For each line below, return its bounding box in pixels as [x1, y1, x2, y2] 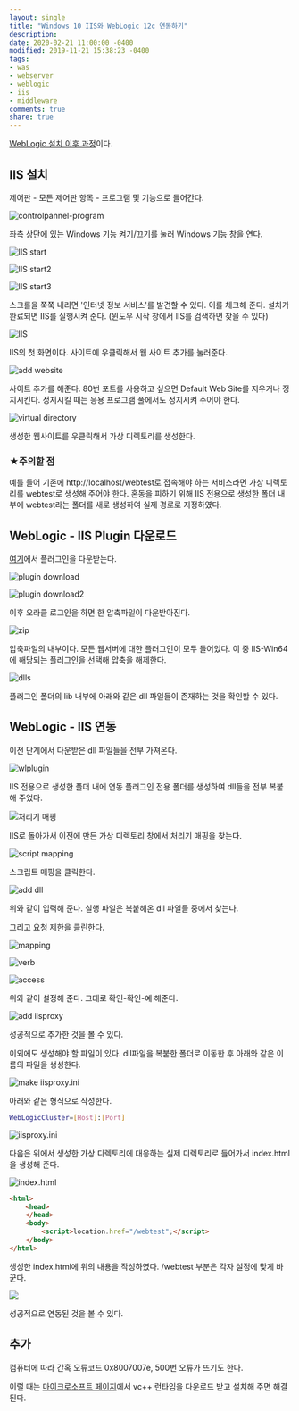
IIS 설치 [9, 167, 49, 182]
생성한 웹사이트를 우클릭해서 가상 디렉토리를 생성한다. [9, 430, 195, 441]
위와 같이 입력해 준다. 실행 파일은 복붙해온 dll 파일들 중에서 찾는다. [9, 903, 239, 914]
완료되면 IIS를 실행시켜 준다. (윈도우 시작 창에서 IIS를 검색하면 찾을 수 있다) [9, 310, 270, 321]
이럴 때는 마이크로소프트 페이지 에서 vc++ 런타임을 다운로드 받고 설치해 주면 [9, 1381, 271, 1391]
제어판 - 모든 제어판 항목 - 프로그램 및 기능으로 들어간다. [9, 192, 204, 203]
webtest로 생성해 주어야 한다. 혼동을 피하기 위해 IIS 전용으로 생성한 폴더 [25, 488, 276, 499]
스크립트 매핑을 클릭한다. [9, 866, 96, 877]
